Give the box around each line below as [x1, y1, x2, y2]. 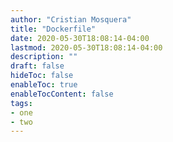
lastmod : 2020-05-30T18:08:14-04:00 [10, 42, 163, 53]
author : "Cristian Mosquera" [10, 14, 132, 25]
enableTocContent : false [10, 89, 114, 99]
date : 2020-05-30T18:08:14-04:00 [10, 33, 150, 43]
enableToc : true [10, 80, 78, 90]
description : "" [10, 52, 78, 62]
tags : [10, 98, 33, 108]
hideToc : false [10, 71, 74, 81]
